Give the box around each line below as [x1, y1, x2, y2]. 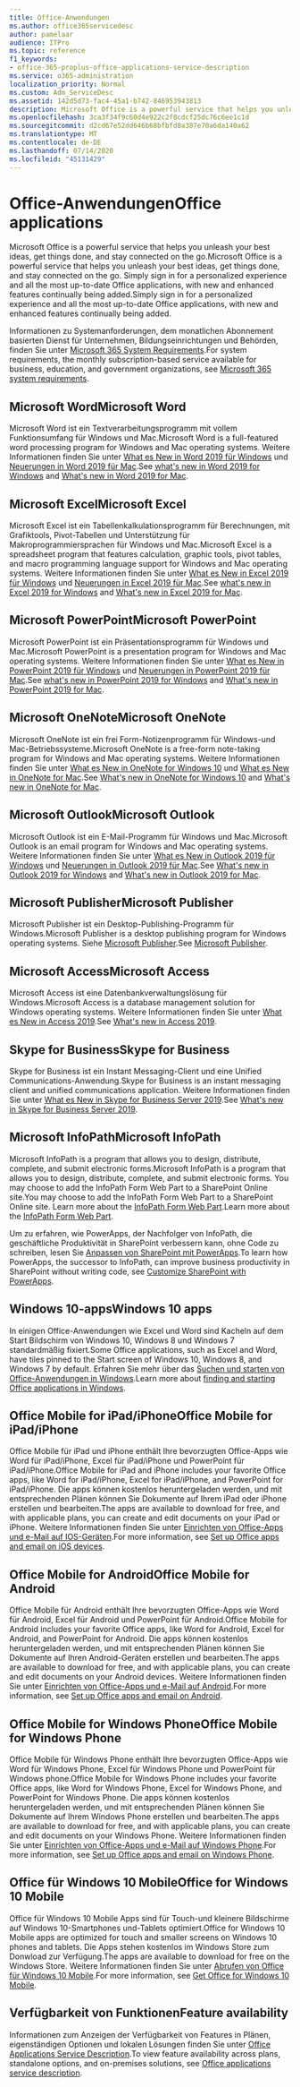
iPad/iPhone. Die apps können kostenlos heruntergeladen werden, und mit [9, 1484, 283, 1495]
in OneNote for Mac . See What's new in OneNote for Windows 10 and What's [9, 772, 290, 783]
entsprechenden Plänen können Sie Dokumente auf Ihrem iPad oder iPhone [9, 1493, 287, 1504]
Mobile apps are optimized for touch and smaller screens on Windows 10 [9, 1931, 278, 1943]
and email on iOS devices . [9, 1541, 105, 1552]
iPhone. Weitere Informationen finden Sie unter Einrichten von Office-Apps [9, 1522, 284, 1533]
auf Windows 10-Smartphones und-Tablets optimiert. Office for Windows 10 [9, 1922, 286, 1933]
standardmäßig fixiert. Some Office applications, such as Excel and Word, [9, 1344, 279, 1355]
